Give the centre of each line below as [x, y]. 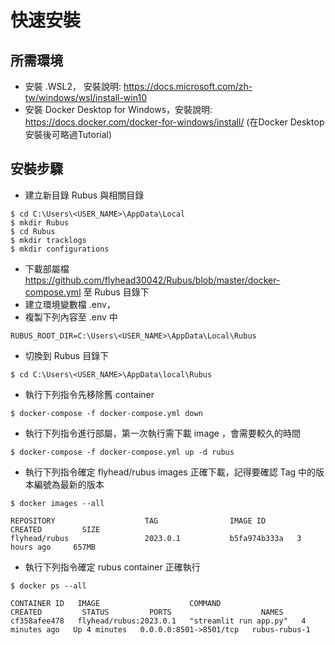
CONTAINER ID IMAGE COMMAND [116, 603]
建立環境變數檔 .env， [70, 304]
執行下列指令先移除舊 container [89, 394]
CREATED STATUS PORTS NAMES [147, 612]
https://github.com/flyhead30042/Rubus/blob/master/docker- [152, 280]
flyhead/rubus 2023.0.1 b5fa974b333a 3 [156, 538]
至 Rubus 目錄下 [116, 292]
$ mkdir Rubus [40, 222]
